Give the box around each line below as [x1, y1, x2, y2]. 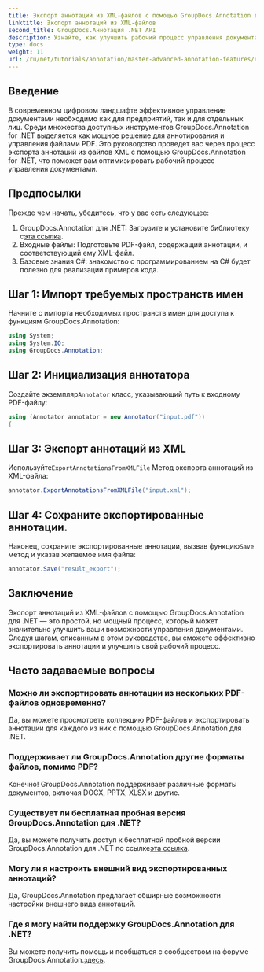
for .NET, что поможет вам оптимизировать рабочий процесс [8, 155, 215, 165]
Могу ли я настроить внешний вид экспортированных [8, 863, 228, 874]
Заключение [8, 587, 74, 601]
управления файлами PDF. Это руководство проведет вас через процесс [8, 139, 255, 148]
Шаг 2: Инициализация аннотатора [8, 368, 190, 382]
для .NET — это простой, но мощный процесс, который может [8, 615, 218, 626]
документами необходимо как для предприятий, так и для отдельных [8, 113, 244, 123]
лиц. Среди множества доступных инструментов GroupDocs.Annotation [8, 122, 250, 131]
